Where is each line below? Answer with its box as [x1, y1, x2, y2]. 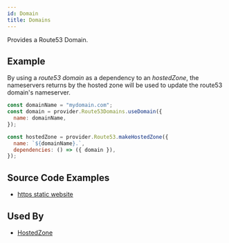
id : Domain [7, 10, 39, 17]
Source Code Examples [7, 172, 110, 184]
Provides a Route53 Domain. [7, 35, 89, 43]
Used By [7, 210, 44, 222]
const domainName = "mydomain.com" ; [7, 101, 113, 109]
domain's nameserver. [7, 88, 71, 97]
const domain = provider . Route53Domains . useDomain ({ [7, 108, 163, 115]
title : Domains [7, 17, 51, 23]
